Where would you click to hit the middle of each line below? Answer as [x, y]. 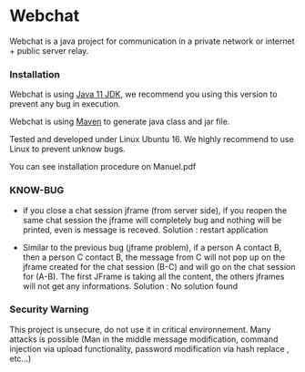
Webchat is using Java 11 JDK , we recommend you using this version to [143, 94]
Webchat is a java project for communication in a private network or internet [152, 41]
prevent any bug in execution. [65, 104]
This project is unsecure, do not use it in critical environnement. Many [140, 329]
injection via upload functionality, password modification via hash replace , [149, 348]
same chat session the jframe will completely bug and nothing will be [152, 220]
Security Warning [49, 309]
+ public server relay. [49, 50]
